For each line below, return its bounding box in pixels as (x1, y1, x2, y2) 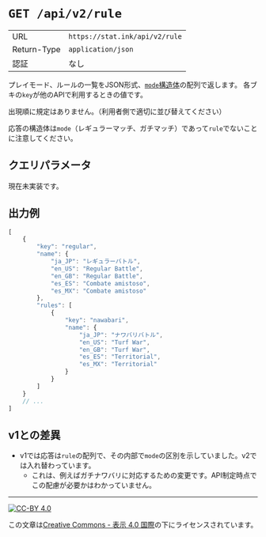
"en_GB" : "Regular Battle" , (50, 272, 144, 280)
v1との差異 (8, 428, 61, 441)
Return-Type (12, 43, 61, 55)
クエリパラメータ (8, 159, 92, 172)
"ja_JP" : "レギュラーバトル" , (50, 258, 141, 266)
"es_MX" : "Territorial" (78, 361, 158, 369)
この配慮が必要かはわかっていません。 (31, 481, 156, 490)
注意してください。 (14, 133, 78, 142)
